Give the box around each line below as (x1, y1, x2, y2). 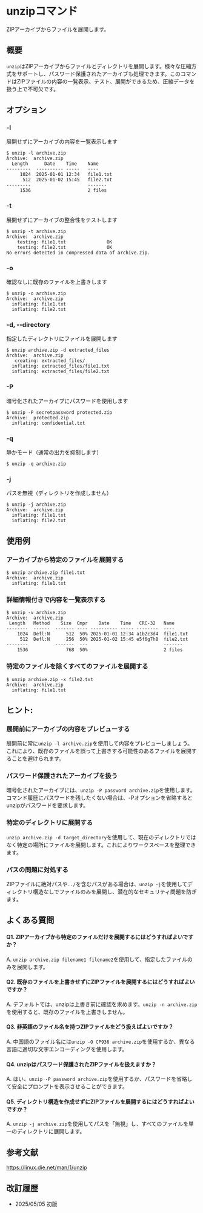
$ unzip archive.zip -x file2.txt (6, 676, 94, 682)
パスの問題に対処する (6, 865, 68, 874)
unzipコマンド (6, 4, 78, 18)
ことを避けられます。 (11, 755, 65, 763)
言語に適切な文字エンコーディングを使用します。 (6, 1046, 128, 1053)
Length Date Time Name (12, 161, 99, 167)
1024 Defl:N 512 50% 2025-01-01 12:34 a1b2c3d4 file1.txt (17, 631, 188, 637)
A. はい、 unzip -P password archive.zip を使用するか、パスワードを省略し (6, 1075, 193, 1083)
